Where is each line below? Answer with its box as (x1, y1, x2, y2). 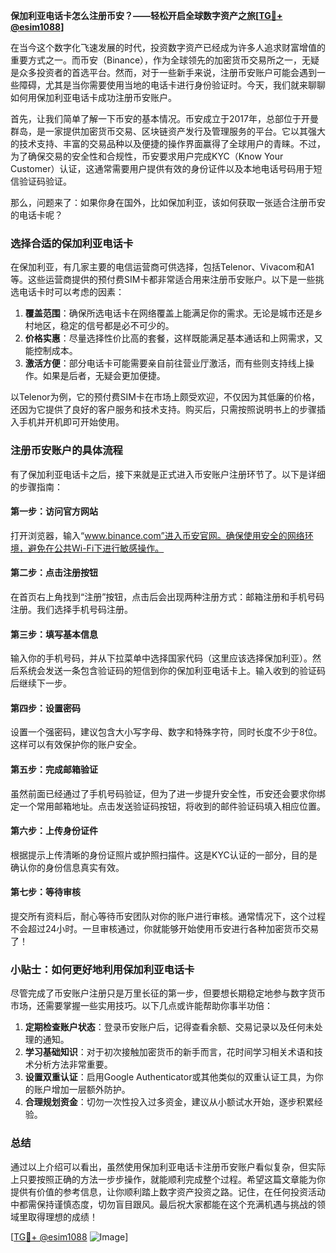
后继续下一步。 (10, 677, 72, 689)
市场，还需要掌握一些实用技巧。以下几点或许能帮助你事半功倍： (10, 1000, 273, 1012)
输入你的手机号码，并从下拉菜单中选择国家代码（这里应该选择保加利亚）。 (10, 652, 313, 664)
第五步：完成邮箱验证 (10, 764, 98, 775)
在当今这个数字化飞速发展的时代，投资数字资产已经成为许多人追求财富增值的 (10, 42, 326, 53)
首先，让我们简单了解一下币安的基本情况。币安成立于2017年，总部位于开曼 (10, 113, 319, 124)
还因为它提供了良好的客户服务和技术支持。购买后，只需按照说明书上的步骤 (10, 404, 317, 416)
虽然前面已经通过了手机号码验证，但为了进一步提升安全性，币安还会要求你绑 (10, 787, 326, 799)
